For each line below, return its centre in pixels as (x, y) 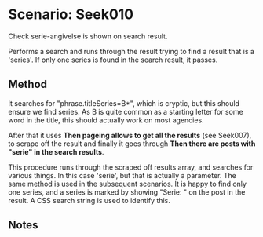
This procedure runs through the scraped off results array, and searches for (131, 167)
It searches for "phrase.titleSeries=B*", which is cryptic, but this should (124, 103)
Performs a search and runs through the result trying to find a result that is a (131, 51)
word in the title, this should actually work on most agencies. (106, 120)
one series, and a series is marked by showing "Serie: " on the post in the (127, 192)
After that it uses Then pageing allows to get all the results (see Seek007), (130, 135)
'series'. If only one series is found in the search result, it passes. (113, 60)
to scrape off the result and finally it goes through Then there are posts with (132, 144)
